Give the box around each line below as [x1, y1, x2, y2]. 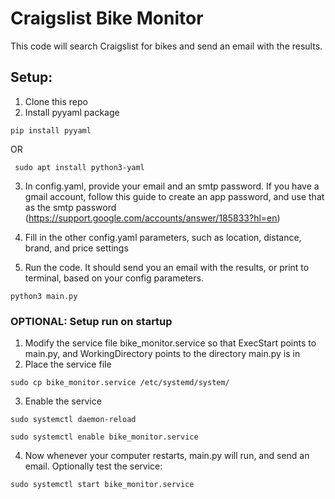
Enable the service [24, 395, 102, 407]
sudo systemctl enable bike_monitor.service [10, 432, 199, 442]
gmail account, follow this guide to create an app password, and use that [24, 190, 325, 202]
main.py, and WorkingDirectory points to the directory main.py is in [24, 348, 301, 360]
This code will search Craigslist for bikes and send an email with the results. [10, 40, 323, 52]
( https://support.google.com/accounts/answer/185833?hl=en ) [24, 212, 281, 224]
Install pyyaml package [24, 106, 120, 118]
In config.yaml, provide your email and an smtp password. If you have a [24, 180, 320, 192]
